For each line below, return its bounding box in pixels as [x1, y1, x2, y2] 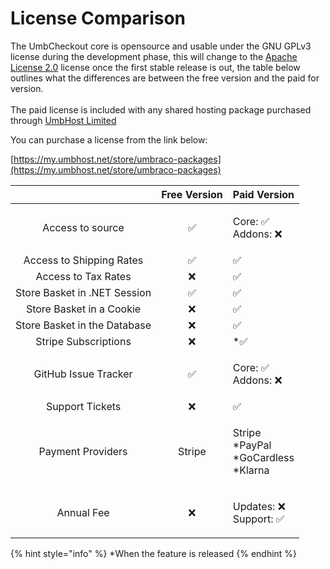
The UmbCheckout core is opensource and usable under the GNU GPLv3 [10, 40, 312, 52]
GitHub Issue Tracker [33, 367, 133, 381]
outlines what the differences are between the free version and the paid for [10, 72, 320, 84]
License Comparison [10, 7, 187, 30]
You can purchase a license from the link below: [10, 133, 208, 146]
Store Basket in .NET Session [15, 285, 152, 299]
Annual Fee [56, 505, 110, 519]
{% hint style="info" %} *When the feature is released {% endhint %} [10, 547, 298, 559]
